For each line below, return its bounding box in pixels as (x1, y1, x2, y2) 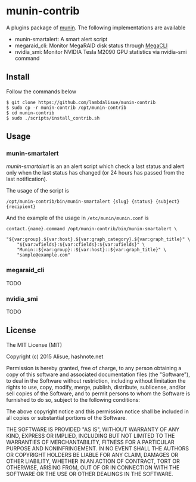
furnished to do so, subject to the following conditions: (6, 396, 140, 403)
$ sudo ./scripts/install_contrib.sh (6, 115, 100, 121)
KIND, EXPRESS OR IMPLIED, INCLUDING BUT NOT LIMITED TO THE (6, 432, 175, 439)
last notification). (6, 175, 48, 183)
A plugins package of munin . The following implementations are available (6, 24, 186, 31)
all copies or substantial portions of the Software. (6, 414, 127, 421)
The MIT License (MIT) (6, 341, 63, 348)
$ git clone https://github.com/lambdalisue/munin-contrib (6, 99, 156, 105)
